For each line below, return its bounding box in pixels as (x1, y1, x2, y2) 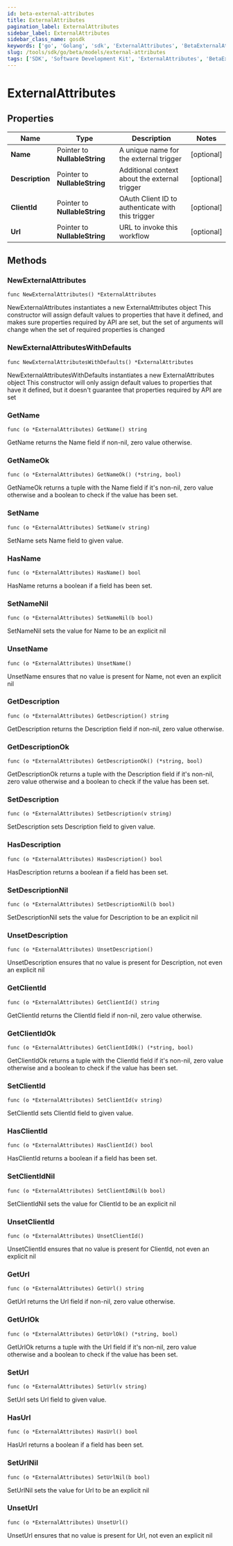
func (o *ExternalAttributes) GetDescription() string (7, 713, 169, 720)
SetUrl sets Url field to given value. (7, 1395, 107, 1404)
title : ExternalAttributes (7, 17, 85, 24)
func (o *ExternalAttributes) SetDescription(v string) (7, 811, 172, 817)
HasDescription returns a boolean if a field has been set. (7, 867, 169, 876)
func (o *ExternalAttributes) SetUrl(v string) (7, 1383, 148, 1390)
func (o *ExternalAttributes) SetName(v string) (7, 524, 150, 531)
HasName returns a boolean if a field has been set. (7, 581, 153, 590)
